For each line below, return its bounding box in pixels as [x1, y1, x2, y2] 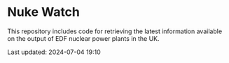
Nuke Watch [7, 4, 81, 20]
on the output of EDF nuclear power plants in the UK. [7, 34, 160, 42]
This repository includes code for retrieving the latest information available [7, 27, 223, 35]
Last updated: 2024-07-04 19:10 [7, 48, 101, 56]
